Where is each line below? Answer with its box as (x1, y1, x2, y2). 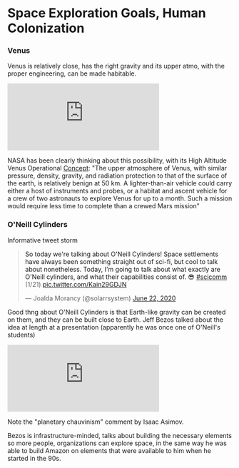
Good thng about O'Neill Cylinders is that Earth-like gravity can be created (7, 307, 226, 316)
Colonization (7, 20, 85, 36)
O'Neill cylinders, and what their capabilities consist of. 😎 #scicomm (24, 273, 227, 281)
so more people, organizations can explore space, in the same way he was (7, 439, 227, 447)
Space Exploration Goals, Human (7, 5, 207, 21)
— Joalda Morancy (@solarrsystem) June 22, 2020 (24, 294, 176, 302)
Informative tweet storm (7, 235, 78, 244)
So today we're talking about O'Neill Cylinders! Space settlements (24, 250, 219, 258)
